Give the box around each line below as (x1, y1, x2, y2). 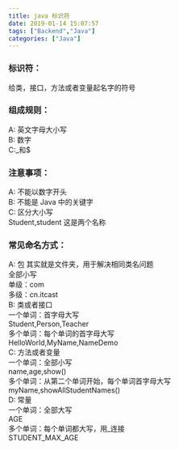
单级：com (8, 280, 44, 290)
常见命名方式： (8, 240, 67, 251)
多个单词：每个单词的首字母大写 (8, 329, 114, 338)
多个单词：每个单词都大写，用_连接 (8, 424, 125, 434)
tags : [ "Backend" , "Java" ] (8, 27, 95, 35)
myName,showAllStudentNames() (8, 385, 121, 395)
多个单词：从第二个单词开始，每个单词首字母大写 (8, 376, 171, 386)
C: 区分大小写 (8, 207, 54, 217)
